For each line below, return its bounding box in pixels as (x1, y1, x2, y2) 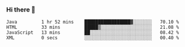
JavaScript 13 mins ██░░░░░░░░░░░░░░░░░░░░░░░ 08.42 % (6, 30, 180, 36)
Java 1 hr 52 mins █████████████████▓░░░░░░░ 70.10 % (6, 19, 180, 25)
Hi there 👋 (6, 5, 36, 14)
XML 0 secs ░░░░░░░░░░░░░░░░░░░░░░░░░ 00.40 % (6, 35, 180, 41)
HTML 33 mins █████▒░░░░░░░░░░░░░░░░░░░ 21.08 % (6, 24, 180, 31)
